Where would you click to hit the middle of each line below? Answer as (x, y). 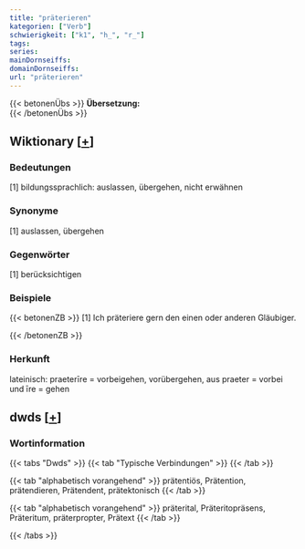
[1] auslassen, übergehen (57, 231)
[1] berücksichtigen (46, 274)
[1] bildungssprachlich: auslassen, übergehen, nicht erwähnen (126, 187)
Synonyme (34, 211)
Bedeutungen (40, 168)
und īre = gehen (40, 388)
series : (24, 52)
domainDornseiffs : (44, 69)
